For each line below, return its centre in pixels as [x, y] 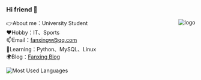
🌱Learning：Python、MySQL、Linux [51, 50]
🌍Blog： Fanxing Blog [33, 57]
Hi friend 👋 [22, 10]
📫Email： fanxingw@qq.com [42, 40]
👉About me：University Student [47, 23]
